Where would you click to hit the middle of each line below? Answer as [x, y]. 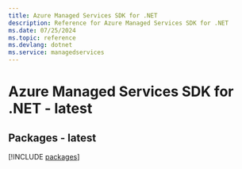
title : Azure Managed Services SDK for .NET [83, 15]
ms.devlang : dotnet [40, 45]
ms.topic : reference [42, 38]
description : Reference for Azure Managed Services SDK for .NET [118, 23]
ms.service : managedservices [56, 52]
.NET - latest [50, 109]
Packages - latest [52, 138]
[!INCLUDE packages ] [44, 157]
